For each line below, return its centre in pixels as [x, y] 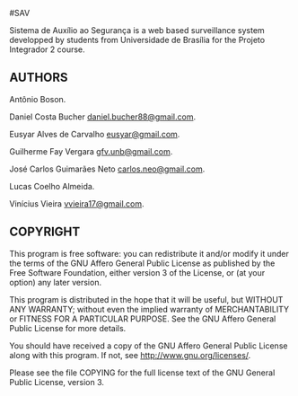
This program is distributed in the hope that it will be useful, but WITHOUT [146, 299]
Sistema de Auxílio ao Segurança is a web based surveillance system [137, 30]
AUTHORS [39, 78]
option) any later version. [55, 282]
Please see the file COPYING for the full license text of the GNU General [142, 373]
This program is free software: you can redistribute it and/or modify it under [149, 253]
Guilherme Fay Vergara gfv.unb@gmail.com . [91, 151]
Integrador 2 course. [47, 49]
